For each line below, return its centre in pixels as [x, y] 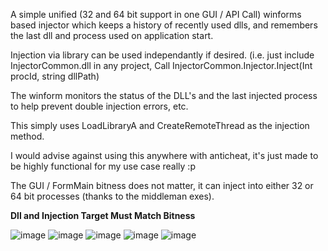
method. [27, 136]
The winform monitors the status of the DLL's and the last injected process [164, 95]
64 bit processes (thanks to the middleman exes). [112, 196]
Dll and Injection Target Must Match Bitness [103, 215]
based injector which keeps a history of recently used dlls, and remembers [164, 25]
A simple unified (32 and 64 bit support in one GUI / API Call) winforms [156, 14]
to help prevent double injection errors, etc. [99, 106]
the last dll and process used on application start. [112, 35]
